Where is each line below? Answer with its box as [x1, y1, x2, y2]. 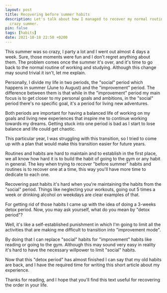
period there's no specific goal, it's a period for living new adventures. [5, 100, 149, 106]
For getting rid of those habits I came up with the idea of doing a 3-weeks [5, 201, 156, 207]
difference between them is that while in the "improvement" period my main [5, 90, 161, 96]
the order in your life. [5, 282, 48, 288]
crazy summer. [9, 21, 39, 26]
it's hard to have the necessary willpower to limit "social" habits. [5, 247, 137, 253]
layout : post [5, 7, 32, 12]
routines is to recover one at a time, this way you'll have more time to [5, 166, 146, 172]
